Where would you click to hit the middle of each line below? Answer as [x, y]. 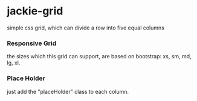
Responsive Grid [32, 43]
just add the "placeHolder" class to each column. [68, 91]
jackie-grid [35, 11]
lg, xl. [14, 63]
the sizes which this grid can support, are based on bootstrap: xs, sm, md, [99, 57]
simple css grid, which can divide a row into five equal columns [86, 28]
